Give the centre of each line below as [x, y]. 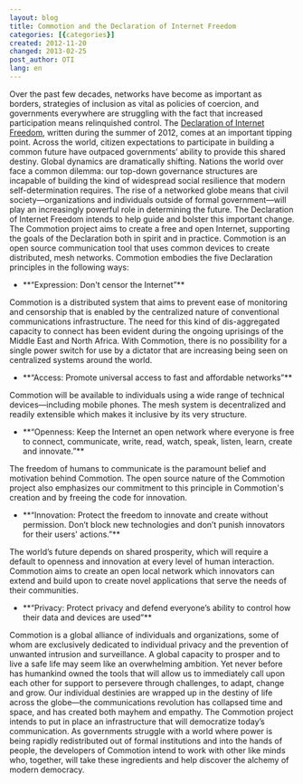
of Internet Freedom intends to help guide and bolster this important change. [152, 219]
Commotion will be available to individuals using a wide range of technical [147, 395]
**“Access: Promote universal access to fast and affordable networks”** [157, 378]
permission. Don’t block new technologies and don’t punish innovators [153, 524]
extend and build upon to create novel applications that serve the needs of [148, 580]
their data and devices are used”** [87, 617]
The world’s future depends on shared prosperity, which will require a [139, 551]
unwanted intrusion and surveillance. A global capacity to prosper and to [145, 654]
